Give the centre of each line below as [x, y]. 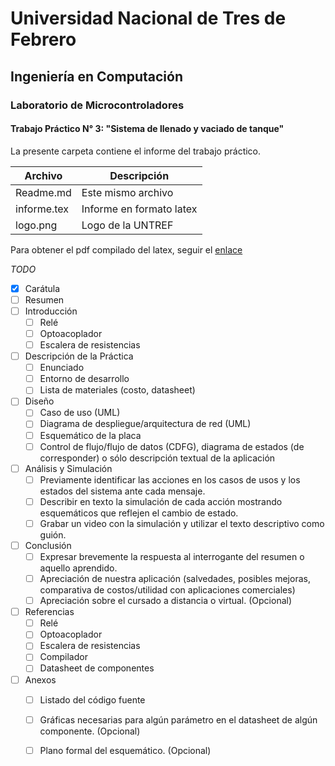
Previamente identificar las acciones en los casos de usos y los [170, 479]
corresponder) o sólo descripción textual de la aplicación [157, 458]
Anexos [40, 679]
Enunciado [62, 368]
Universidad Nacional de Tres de [148, 18]
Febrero [43, 39]
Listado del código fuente [92, 699]
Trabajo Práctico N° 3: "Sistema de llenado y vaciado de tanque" [147, 129]
